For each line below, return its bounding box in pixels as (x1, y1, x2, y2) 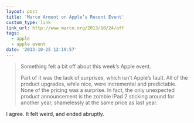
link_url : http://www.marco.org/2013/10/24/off (6, 25, 125, 31)
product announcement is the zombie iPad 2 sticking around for (20, 93, 175, 100)
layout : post (6, 8, 38, 15)
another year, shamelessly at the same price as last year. (20, 99, 158, 106)
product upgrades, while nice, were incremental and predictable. (20, 80, 177, 87)
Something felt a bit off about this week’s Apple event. (20, 63, 151, 70)
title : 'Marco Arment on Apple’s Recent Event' (6, 14, 125, 20)
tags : (6, 30, 19, 36)
